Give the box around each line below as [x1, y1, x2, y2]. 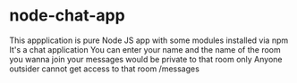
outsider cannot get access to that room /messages [9, 63, 199, 74]
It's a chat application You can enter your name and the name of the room [9, 44, 282, 54]
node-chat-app [9, 5, 125, 26]
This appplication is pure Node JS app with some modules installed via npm [9, 35, 289, 46]
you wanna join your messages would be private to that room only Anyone [9, 54, 284, 64]
